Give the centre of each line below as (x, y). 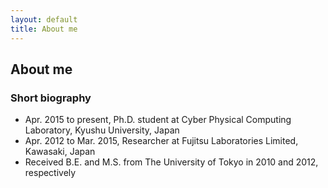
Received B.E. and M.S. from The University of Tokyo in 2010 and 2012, (171, 162)
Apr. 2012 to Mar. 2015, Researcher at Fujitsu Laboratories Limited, (161, 141)
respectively (50, 173)
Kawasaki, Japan (60, 152)
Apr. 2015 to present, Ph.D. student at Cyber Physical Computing (158, 120)
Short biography (51, 98)
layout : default (44, 19)
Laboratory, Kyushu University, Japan (102, 130)
